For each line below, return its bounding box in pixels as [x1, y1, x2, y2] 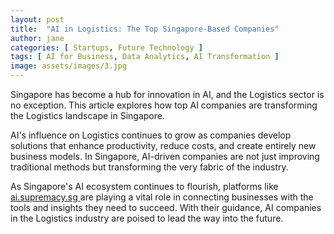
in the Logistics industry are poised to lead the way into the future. [10, 212, 284, 224]
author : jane [10, 33, 65, 43]
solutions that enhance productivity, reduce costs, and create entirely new [10, 140, 317, 151]
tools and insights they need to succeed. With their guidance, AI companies [10, 202, 322, 213]
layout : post [10, 14, 65, 25]
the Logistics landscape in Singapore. [10, 110, 165, 121]
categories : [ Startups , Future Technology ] [10, 42, 203, 53]
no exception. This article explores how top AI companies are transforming [10, 99, 318, 111]
